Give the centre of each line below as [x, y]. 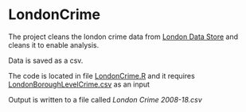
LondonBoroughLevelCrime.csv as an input [79, 84]
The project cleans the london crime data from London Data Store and [123, 37]
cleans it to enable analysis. [54, 44]
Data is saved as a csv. [46, 60]
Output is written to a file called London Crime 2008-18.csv [105, 99]
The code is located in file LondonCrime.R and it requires [102, 75]
